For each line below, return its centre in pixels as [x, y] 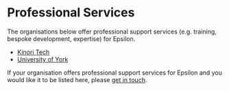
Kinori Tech [33, 52]
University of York [43, 59]
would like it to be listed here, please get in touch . [77, 79]
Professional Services [71, 13]
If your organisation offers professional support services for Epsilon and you [115, 73]
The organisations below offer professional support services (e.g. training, [112, 31]
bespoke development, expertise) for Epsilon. [71, 38]
